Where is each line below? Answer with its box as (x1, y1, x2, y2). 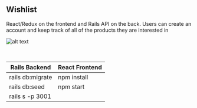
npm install (58, 73, 88, 81)
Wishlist (6, 5, 37, 15)
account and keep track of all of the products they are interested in (6, 26, 169, 33)
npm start (58, 82, 85, 90)
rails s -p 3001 (9, 92, 52, 100)
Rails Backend (10, 63, 51, 71)
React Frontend (58, 63, 102, 71)
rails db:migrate (9, 73, 52, 81)
